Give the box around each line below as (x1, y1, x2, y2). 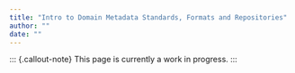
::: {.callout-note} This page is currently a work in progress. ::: (9, 54, 238, 65)
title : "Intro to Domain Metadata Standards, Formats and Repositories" (9, 12, 288, 22)
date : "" (9, 29, 42, 38)
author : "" (9, 21, 50, 30)
